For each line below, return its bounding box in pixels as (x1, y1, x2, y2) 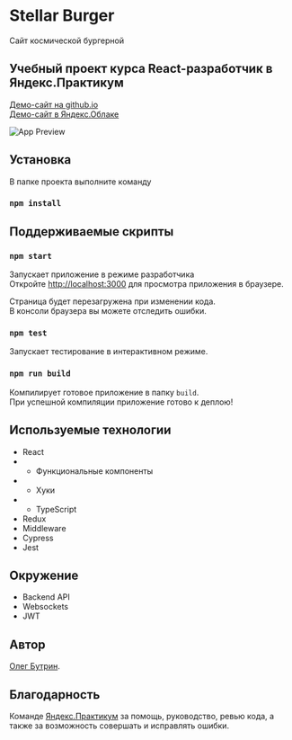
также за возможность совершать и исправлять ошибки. (9, 720, 230, 731)
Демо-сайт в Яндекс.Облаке (9, 109, 119, 120)
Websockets (22, 602, 69, 612)
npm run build (9, 369, 71, 379)
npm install (9, 199, 62, 209)
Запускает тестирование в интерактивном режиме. (9, 346, 208, 357)
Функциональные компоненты (35, 465, 154, 477)
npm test (9, 328, 48, 338)
